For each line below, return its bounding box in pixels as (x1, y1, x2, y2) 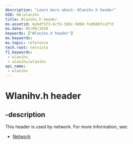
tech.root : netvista (5, 45, 49, 50)
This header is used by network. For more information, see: (5, 124, 128, 129)
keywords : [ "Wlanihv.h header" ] (5, 31, 73, 36)
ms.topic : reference (5, 40, 49, 45)
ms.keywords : (5, 36, 33, 41)
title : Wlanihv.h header (5, 17, 57, 22)
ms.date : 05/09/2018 (5, 26, 49, 31)
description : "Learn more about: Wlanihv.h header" (5, 7, 116, 13)
